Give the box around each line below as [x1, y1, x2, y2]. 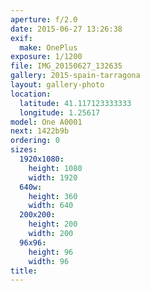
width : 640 [28, 201, 74, 211]
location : [10, 89, 52, 99]
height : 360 [28, 191, 78, 201]
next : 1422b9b [10, 126, 70, 136]
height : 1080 [28, 163, 83, 173]
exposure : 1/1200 [10, 52, 83, 62]
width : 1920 [28, 172, 78, 183]
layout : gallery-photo [10, 80, 105, 90]
